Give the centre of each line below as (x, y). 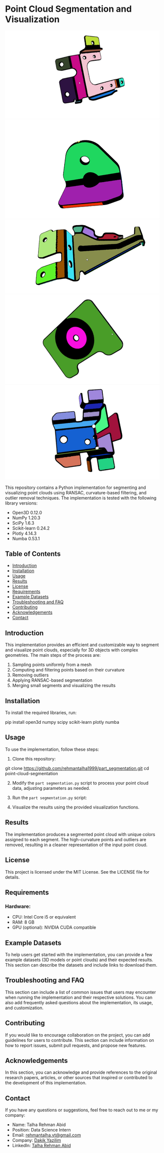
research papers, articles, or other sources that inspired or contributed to (79, 1078)
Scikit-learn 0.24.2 (31, 528)
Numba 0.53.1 (26, 538)
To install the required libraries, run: (41, 713)
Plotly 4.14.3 (24, 533)
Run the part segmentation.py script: (49, 797)
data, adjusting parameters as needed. (51, 788)
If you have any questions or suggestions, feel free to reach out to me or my (82, 1110)
